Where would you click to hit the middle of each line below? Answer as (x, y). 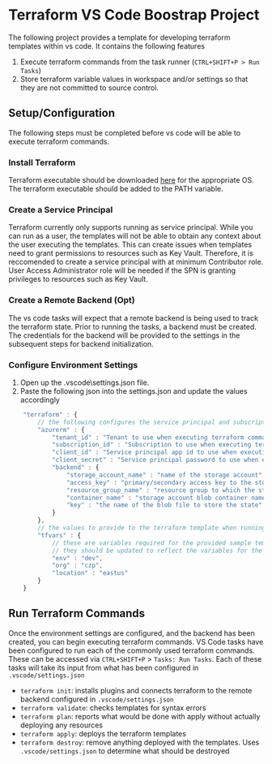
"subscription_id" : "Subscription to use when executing (151, 445)
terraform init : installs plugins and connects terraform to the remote (136, 690)
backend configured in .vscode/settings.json (97, 699)
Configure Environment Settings (73, 365)
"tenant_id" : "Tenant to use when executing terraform (148, 437)
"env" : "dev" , (77, 558)
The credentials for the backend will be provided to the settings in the (124, 335)
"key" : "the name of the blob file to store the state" (164, 505)
